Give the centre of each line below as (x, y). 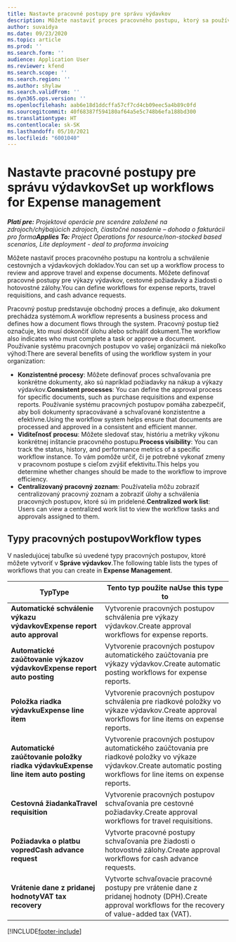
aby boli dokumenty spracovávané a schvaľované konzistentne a (111, 412)
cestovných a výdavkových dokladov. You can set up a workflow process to (116, 266)
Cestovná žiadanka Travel (54, 803)
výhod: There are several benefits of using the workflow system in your (110, 354)
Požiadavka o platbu (46, 841)
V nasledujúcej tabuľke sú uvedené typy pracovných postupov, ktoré (107, 555)
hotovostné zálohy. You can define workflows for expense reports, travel (111, 288)
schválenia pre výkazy (142, 617)
